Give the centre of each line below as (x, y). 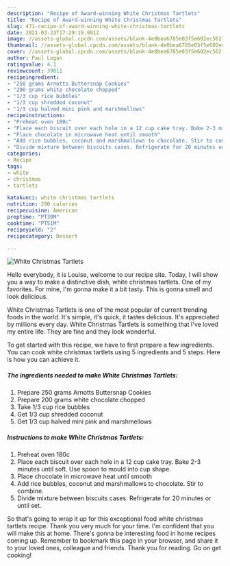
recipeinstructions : (37, 115)
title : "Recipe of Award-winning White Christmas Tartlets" (95, 20)
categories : (24, 154)
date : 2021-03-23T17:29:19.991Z (53, 33)
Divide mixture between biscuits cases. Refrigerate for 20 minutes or (114, 498)
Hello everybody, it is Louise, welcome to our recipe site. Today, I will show (113, 275)
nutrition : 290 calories (42, 204)
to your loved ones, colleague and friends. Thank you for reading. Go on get (114, 548)
